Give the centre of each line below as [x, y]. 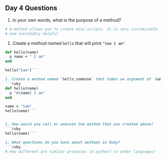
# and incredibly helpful [32, 34]
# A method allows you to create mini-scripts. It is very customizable [82, 29]
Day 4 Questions [31, 8]
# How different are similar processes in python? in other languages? [80, 152]
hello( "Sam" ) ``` [22, 70]
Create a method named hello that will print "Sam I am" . [69, 43]
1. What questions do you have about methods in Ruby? [63, 142]
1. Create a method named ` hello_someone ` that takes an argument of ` [80, 79]
